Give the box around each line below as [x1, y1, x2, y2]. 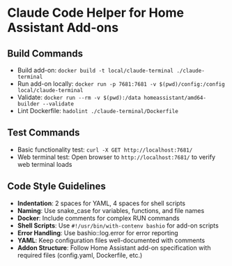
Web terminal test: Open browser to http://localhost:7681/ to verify [17, 152, 216, 161]
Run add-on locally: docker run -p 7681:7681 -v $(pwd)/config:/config [17, 80, 225, 88]
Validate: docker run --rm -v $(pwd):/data [17, 93, 141, 101]
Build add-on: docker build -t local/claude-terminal [17, 66, 174, 74]
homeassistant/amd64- [144, 94, 207, 101]
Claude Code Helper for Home [7, 5, 185, 21]
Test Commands [7, 127, 80, 139]
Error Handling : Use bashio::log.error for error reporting [17, 228, 179, 237]
